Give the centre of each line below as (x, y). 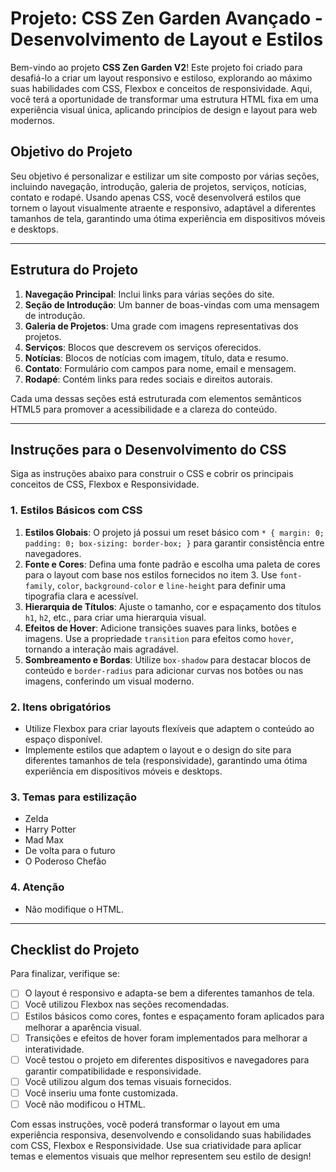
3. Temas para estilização (74, 797)
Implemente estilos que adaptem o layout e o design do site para (158, 749)
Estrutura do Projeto (74, 270)
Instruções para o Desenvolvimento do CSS (148, 449)
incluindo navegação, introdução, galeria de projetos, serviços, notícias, (158, 186)
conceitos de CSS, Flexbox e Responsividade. (105, 484)
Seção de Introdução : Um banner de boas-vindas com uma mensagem (172, 304)
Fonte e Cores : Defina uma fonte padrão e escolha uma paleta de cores (172, 564)
